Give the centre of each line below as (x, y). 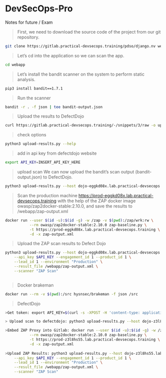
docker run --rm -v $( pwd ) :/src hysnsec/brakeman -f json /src (72, 294)
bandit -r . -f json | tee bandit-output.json (54, 107)
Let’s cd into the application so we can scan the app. (71, 55)
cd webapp (15, 65)
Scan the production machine (47, 195)
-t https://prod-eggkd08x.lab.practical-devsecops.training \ (95, 230)
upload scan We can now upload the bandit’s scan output (76, 172)
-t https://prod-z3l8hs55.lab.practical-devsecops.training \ (95, 340)
